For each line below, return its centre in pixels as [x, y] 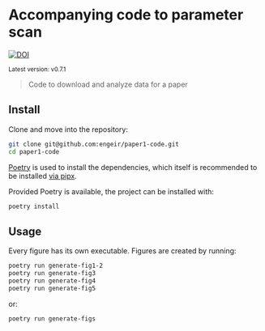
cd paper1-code [34, 151]
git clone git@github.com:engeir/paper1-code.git [94, 144]
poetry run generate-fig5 [52, 288]
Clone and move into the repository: [68, 129]
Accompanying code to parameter [126, 15]
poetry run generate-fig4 [52, 281]
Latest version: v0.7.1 [37, 69]
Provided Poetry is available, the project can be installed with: [111, 191]
